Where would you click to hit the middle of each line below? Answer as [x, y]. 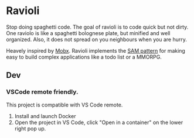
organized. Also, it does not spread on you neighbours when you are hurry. [97, 39]
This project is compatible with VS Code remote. [64, 105]
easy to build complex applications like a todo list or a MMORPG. [84, 57]
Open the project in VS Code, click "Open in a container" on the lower [99, 122]
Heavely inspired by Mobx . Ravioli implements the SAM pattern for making [96, 50]
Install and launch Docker [45, 116]
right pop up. [30, 128]
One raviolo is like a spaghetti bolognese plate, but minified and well [88, 33]
